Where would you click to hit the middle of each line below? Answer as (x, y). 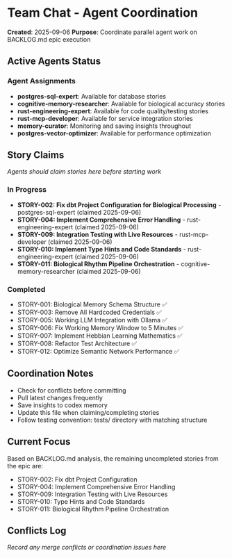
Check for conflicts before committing (72, 390)
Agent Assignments (42, 81)
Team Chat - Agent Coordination (103, 13)
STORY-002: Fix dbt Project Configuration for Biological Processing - (119, 205)
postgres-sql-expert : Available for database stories (92, 96)
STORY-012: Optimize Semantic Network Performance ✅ (98, 352)
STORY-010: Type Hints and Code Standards (81, 501)
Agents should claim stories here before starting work (84, 172)
